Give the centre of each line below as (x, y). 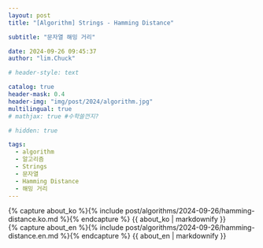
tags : (17, 145)
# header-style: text (44, 73)
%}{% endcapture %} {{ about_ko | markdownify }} (143, 219)
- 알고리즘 (30, 159)
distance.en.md (33, 236)
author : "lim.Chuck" (42, 59)
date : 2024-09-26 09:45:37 (52, 51)
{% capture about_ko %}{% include (66, 211)
